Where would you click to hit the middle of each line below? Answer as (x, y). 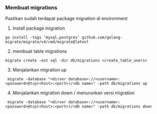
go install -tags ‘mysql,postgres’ (43, 38)
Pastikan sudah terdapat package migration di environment (66, 19)
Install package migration (39, 28)
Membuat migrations (31, 8)
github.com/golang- (102, 38)
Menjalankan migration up (40, 70)
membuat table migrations (40, 51)
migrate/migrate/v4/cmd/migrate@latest (47, 42)
